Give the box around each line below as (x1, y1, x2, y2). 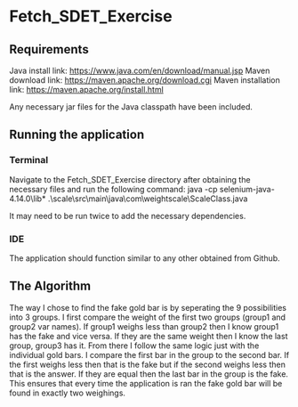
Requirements (9, 42, 89, 57)
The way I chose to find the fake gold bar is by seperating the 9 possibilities (9, 302, 287, 313)
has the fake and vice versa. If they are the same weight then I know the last (9, 330, 288, 341)
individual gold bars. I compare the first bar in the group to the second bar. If (9, 349, 290, 360)
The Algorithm (9, 279, 92, 294)
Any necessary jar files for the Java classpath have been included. (9, 102, 254, 112)
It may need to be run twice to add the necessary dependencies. (9, 210, 246, 221)
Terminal (9, 154, 49, 167)
